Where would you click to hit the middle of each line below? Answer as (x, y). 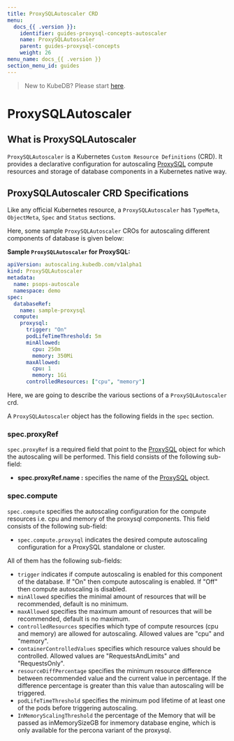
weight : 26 (36, 53)
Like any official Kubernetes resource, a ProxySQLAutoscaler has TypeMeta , (114, 210)
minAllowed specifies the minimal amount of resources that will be (112, 596)
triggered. (32, 693)
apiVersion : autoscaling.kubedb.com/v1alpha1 (74, 265)
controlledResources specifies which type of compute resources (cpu (118, 626)
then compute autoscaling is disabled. (72, 589)
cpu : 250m (46, 349)
